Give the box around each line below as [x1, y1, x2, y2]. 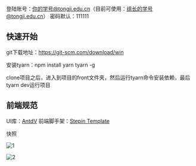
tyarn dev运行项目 [6, 81, 51, 88]
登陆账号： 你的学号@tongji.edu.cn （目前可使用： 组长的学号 [6, 5, 153, 12]
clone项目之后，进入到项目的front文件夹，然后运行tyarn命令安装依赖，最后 [6, 74, 191, 81]
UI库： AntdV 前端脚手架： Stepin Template [6, 117, 110, 124]
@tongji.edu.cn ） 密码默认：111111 [6, 12, 89, 20]
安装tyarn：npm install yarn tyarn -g [6, 61, 95, 68]
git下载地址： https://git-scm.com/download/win [6, 48, 124, 55]
